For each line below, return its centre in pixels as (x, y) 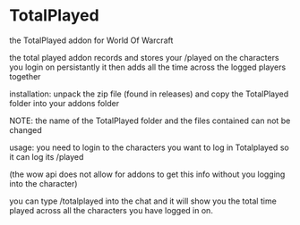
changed (26, 129)
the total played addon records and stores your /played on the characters (144, 57)
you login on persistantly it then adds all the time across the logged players (148, 67)
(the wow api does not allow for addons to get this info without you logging (147, 174)
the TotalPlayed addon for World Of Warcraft (91, 40)
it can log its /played (47, 156)
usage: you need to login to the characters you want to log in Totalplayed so (149, 147)
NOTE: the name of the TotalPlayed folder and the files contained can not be (150, 121)
